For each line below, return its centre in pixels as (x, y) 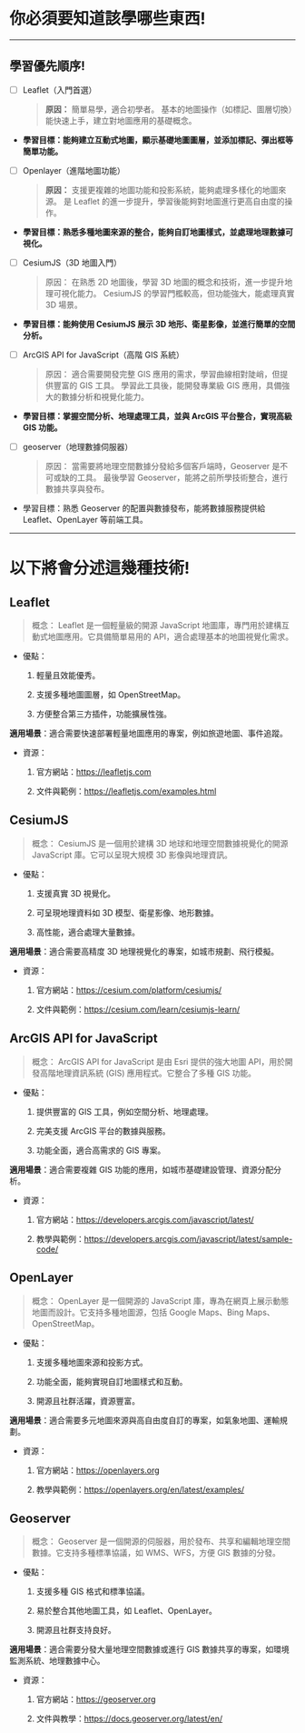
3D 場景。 (64, 305)
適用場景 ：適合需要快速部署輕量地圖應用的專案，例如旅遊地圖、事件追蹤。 (148, 734)
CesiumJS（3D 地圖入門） (72, 262)
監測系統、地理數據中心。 (57, 1661)
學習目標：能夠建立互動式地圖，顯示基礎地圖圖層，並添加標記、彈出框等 (157, 140)
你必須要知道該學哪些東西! (108, 19)
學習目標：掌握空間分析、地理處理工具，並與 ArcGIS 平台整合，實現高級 (157, 416)
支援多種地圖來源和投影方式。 (92, 1362)
